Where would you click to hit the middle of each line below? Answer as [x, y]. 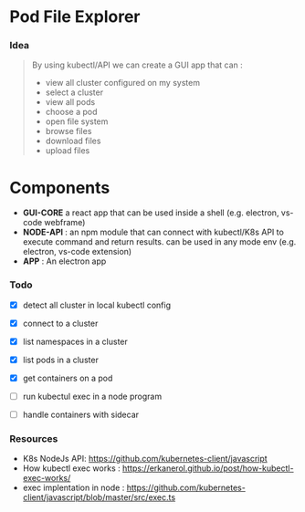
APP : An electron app [64, 261]
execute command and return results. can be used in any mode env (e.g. [159, 242]
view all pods [70, 102]
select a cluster [74, 92]
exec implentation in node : [74, 488]
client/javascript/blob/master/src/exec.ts [99, 497]
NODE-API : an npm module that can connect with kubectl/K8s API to [153, 232]
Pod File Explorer [75, 17]
